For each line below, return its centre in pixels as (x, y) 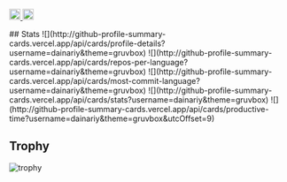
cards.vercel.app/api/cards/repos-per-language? (99, 62)
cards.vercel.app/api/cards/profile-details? (87, 43)
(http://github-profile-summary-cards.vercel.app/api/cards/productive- (139, 109)
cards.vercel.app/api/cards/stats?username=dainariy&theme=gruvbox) (139, 100)
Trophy (30, 146)
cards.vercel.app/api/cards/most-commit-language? (105, 81)
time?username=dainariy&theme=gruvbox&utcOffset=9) (112, 118)
